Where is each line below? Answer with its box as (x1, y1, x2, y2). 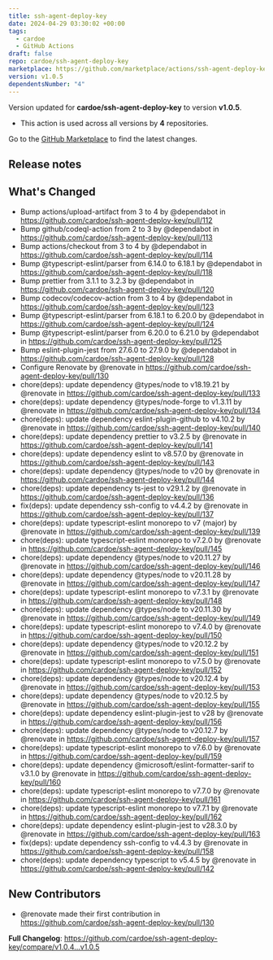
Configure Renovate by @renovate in (19, 362, 144, 372)
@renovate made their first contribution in (19, 909, 161, 919)
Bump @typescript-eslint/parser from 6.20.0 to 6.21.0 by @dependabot (19, 327, 259, 338)
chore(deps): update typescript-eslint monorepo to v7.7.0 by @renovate (19, 786, 260, 796)
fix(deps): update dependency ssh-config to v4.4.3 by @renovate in (19, 837, 249, 847)
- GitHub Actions (15, 42, 75, 50)
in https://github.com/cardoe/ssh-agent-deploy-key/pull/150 (19, 630, 223, 639)
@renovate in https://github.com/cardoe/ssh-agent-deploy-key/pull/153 (19, 682, 261, 692)
